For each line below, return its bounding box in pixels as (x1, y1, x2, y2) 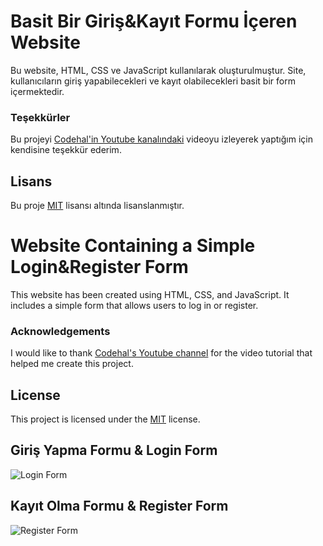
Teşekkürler (10, 110, 71, 124)
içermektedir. (10, 85, 65, 97)
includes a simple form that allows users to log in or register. (10, 299, 259, 311)
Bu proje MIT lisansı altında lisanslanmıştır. (10, 200, 185, 212)
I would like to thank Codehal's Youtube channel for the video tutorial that (10, 347, 313, 359)
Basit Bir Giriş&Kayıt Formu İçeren (10, 10, 298, 33)
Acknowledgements (10, 324, 111, 338)
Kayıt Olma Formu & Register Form (10, 498, 229, 515)
